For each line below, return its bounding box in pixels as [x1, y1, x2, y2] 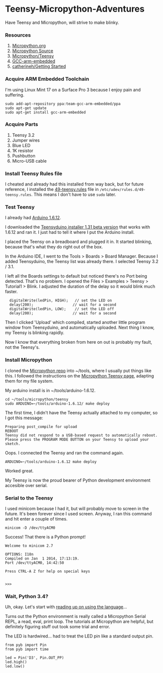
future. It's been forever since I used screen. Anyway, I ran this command [5, 511, 152, 517]
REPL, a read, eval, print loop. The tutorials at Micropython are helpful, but [5, 618, 154, 624]
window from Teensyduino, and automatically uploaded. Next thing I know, [5, 325, 155, 331]
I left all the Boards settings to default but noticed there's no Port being [5, 273, 147, 279]
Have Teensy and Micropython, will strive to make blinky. [5, 19, 119, 25]
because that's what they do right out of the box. [5, 244, 103, 250]
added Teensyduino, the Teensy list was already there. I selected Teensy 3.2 [5, 259, 159, 264]
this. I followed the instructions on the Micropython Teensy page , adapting [5, 373, 154, 378]
